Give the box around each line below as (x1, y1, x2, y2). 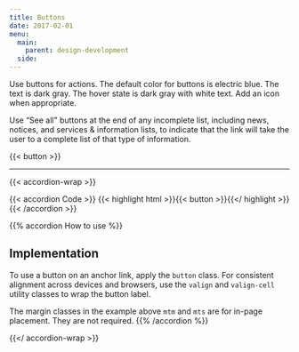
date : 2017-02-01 (9, 21, 74, 30)
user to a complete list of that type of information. (9, 134, 191, 144)
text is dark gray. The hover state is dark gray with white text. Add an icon (9, 88, 280, 99)
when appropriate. (9, 98, 77, 108)
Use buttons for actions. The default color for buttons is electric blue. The (9, 79, 279, 89)
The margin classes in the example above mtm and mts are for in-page (9, 306, 263, 316)
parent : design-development (25, 46, 129, 55)
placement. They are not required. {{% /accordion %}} (9, 315, 209, 325)
